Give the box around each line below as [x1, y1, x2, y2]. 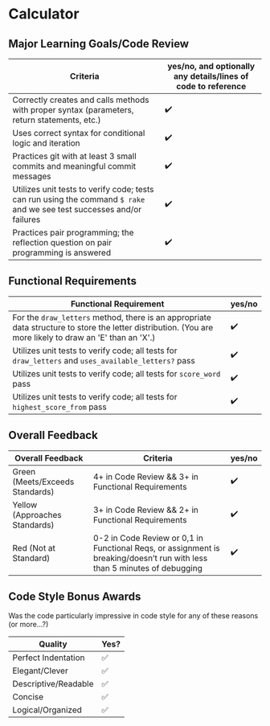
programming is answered [12, 247, 111, 258]
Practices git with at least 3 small [12, 150, 137, 162]
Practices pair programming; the [12, 227, 134, 238]
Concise [12, 691, 44, 703]
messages [12, 170, 51, 182]
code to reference [176, 81, 247, 92]
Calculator [8, 5, 80, 23]
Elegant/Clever [12, 665, 68, 676]
